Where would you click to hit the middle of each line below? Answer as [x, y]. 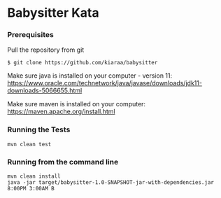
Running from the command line [63, 162]
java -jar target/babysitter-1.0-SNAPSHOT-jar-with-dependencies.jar [111, 183]
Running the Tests [39, 129]
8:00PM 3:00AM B [31, 189]
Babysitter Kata [53, 13]
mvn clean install [34, 176]
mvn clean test [29, 144]
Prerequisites [30, 35]
